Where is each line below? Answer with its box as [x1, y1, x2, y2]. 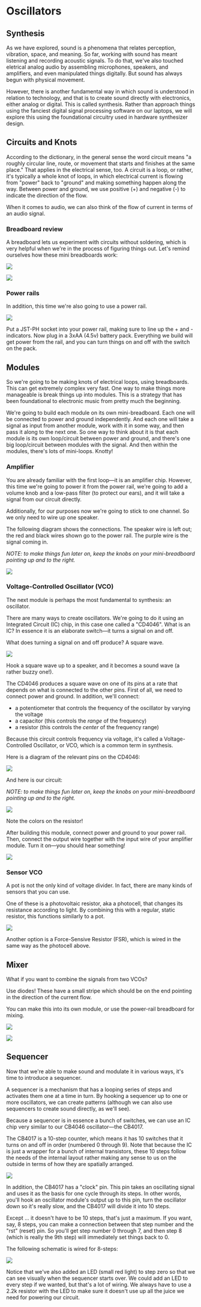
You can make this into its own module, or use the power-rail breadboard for [6, 1005, 195, 1012]
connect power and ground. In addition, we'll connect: [6, 692, 140, 700]
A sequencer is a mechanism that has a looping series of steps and [6, 1086, 172, 1093]
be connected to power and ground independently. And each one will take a [6, 416, 194, 423]
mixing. [6, 1011, 25, 1019]
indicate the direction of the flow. [6, 192, 88, 199]
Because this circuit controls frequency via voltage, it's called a [6, 735, 163, 742]
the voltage [14, 710, 43, 718]
